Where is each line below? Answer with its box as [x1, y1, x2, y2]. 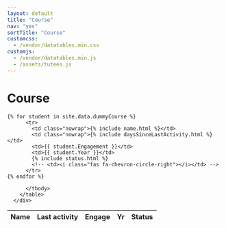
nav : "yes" [7, 23, 38, 29]
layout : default [7, 10, 53, 17]
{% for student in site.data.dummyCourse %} [7, 113, 136, 120]
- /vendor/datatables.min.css [13, 42, 99, 49]
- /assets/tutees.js [13, 61, 72, 68]
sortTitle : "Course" [7, 29, 66, 36]
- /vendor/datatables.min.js [13, 55, 97, 62]
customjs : [7, 49, 36, 55]
